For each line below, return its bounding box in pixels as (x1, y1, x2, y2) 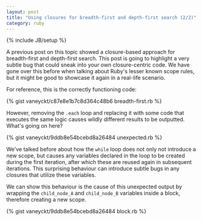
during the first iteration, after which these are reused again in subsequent (6, 159, 192, 166)
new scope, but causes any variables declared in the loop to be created (6, 152, 185, 159)
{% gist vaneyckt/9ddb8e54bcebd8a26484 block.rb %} (6, 208, 147, 215)
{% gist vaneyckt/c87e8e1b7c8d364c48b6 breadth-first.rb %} (6, 97, 163, 105)
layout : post (6, 8, 39, 15)
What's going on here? (6, 122, 63, 130)
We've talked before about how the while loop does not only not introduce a (6, 146, 196, 153)
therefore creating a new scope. (6, 196, 87, 203)
